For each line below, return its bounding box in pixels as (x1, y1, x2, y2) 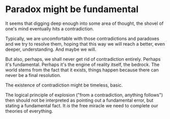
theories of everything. (5, 108, 53, 114)
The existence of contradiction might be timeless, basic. (5, 82, 123, 88)
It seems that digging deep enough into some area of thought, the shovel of (5, 20, 164, 26)
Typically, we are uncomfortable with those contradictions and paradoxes (5, 35, 159, 42)
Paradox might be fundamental (5, 4, 139, 15)
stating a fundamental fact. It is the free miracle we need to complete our (5, 102, 158, 108)
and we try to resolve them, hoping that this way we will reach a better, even (5, 41, 165, 47)
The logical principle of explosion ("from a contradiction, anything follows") (5, 92, 163, 98)
